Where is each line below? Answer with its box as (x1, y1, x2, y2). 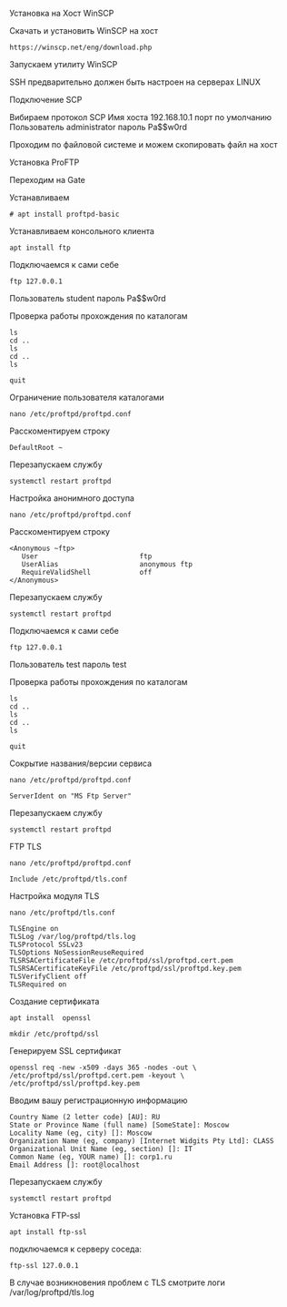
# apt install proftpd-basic (9, 209, 120, 219)
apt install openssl (9, 1014, 92, 1023)
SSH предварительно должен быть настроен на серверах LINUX (9, 77, 262, 87)
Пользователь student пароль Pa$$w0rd (9, 293, 166, 303)
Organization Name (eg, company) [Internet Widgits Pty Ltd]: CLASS (9, 1137, 274, 1146)
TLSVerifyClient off (9, 972, 88, 981)
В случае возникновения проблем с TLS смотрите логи (9, 1277, 225, 1288)
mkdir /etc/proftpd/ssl (9, 1029, 100, 1038)
